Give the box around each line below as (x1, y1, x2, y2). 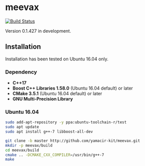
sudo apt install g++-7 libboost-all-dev (5, 129, 93, 134)
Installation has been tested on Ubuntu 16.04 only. (5, 56, 109, 62)
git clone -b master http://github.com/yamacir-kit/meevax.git (5, 138, 140, 143)
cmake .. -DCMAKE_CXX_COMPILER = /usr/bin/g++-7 (5, 152, 104, 157)
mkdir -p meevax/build (5, 143, 53, 148)
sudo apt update (5, 125, 39, 130)
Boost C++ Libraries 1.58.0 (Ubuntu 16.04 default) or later (12, 85, 133, 92)
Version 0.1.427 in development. (5, 28, 71, 34)
